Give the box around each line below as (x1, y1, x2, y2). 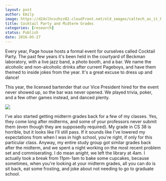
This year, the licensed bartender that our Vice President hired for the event (5, 84, 159, 90)
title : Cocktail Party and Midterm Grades (5, 21, 94, 26)
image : (5, 16, 19, 21)
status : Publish (5, 30, 39, 35)
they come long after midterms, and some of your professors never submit (5, 118, 157, 124)
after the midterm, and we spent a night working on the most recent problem (5, 145, 161, 150)
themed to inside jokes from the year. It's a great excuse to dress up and (5, 69, 153, 75)
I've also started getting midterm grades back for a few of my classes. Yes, (5, 113, 158, 119)
